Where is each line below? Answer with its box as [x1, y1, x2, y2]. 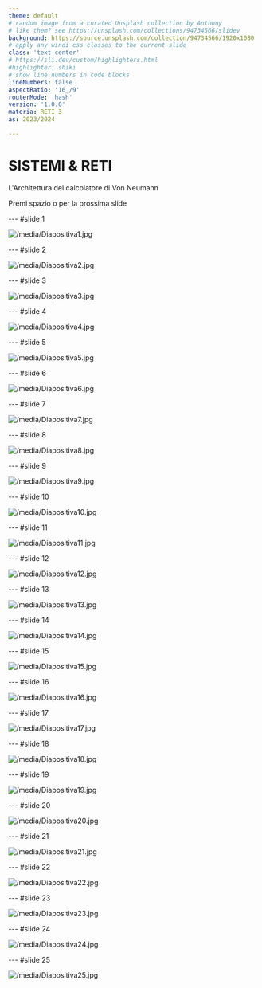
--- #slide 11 [8, 523, 48, 532]
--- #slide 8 [8, 429, 46, 439]
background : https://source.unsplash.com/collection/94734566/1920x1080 [8, 33, 255, 42]
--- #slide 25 [8, 955, 50, 964]
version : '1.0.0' [8, 100, 66, 108]
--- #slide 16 [8, 676, 49, 686]
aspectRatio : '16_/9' [8, 85, 80, 94]
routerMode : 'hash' [8, 93, 73, 101]
